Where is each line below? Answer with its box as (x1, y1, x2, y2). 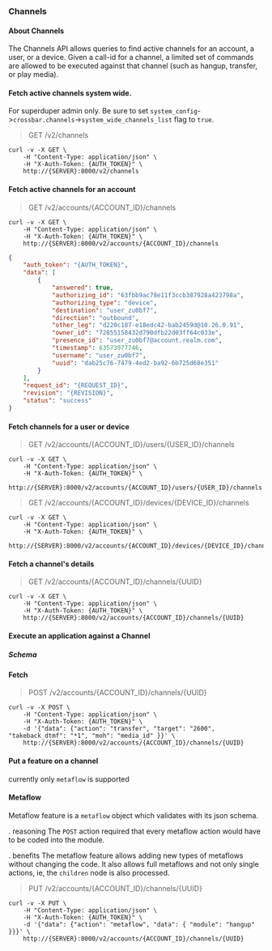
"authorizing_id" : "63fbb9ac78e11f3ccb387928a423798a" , (51, 291, 244, 299)
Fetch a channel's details (8, 559, 95, 569)
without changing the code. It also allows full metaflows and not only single (8, 859, 259, 868)
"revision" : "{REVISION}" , (23, 389, 114, 398)
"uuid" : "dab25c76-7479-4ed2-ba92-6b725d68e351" (51, 359, 219, 367)
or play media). (8, 70, 59, 79)
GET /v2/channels (28, 130, 89, 140)
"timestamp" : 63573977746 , (51, 344, 143, 352)
